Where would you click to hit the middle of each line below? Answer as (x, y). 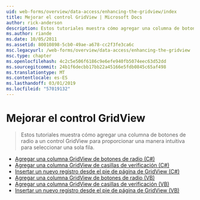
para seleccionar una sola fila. (57, 147)
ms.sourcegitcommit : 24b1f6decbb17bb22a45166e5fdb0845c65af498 (86, 67)
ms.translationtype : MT (36, 72)
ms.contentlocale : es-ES (37, 78)
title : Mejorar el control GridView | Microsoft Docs (74, 17)
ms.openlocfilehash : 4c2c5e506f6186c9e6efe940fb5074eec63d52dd (86, 61)
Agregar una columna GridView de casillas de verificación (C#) (92, 165)
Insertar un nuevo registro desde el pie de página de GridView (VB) (97, 190)
